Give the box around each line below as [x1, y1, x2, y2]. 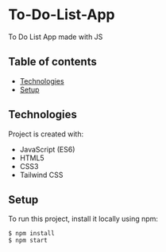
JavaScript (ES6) [19, 144, 75, 154]
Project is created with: [8, 129, 84, 139]
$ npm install [8, 230, 56, 238]
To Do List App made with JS [8, 32, 103, 41]
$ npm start [8, 237, 48, 245]
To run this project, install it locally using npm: [8, 214, 159, 224]
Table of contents [8, 55, 97, 69]
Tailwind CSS [19, 170, 64, 179]
